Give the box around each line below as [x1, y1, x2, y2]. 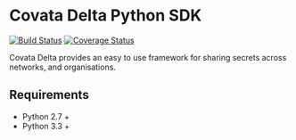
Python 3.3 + [21, 120, 70, 131]
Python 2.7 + [21, 111, 70, 121]
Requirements [9, 87, 89, 103]
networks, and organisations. [9, 62, 116, 72]
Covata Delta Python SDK [9, 5, 202, 26]
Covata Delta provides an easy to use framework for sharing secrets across [9, 52, 287, 62]
